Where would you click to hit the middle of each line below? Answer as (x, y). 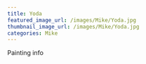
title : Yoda (25, 14)
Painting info (26, 53)
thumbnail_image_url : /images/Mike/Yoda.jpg (73, 26)
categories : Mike (33, 33)
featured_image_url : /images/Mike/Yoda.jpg (72, 20)
